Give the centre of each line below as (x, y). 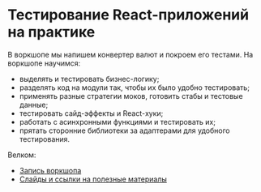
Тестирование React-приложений (128, 15)
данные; (34, 105)
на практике (51, 32)
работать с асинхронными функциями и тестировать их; (118, 122)
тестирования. (45, 139)
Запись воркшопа (50, 170)
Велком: (22, 155)
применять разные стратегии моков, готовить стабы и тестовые (131, 96)
